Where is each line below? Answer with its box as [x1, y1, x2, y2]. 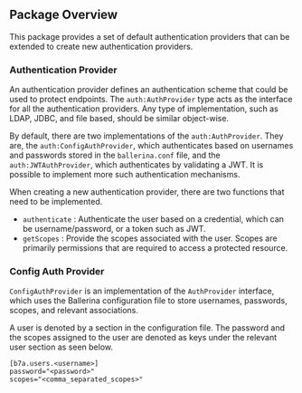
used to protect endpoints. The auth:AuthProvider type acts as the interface [9, 94, 293, 105]
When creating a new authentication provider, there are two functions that [9, 187, 285, 197]
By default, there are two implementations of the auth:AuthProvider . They [9, 130, 284, 141]
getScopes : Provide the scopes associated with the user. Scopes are [22, 233, 278, 244]
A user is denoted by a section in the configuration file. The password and [9, 322, 285, 333]
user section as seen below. [9, 341, 113, 352]
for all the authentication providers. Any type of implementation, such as [9, 103, 278, 114]
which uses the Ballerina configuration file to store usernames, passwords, [9, 295, 288, 306]
